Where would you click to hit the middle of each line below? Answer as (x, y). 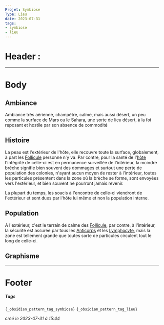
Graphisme (22, 256)
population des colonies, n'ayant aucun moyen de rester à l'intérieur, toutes (81, 173)
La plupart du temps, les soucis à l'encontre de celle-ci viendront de (74, 193)
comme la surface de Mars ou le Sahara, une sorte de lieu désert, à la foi (78, 120)
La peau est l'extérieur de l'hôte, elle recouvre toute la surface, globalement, (82, 152)
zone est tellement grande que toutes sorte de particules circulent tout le (78, 236)
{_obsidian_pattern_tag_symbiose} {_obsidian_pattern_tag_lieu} (71, 309)
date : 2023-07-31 (23, 19)
